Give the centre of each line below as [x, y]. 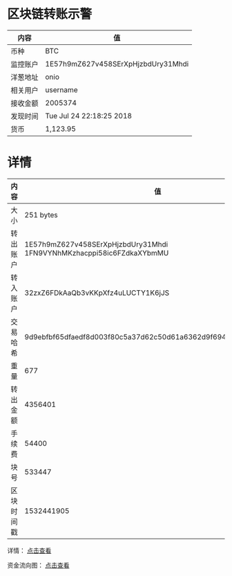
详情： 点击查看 [29, 550]
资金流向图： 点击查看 [38, 565]
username [61, 89]
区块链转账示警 [50, 14]
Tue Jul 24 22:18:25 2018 [89, 116]
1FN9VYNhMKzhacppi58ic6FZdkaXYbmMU [97, 253]
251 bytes [41, 215]
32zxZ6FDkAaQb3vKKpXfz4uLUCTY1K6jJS [97, 293]
